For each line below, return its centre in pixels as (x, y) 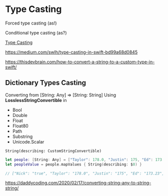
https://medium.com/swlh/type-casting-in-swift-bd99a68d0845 (71, 52)
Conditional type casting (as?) (36, 32)
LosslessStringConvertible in (36, 100)
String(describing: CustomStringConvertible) (53, 151)
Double (20, 115)
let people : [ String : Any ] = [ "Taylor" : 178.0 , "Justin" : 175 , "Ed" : (79, 159)
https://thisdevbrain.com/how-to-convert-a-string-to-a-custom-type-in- (80, 61)
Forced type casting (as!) (31, 23)
